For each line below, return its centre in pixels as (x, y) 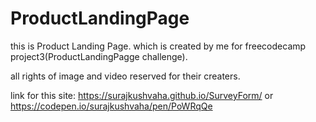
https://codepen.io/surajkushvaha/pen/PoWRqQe (111, 106)
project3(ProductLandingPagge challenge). (99, 56)
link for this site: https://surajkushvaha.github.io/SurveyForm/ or (142, 95)
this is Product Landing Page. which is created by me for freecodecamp (158, 46)
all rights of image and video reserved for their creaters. (125, 76)
